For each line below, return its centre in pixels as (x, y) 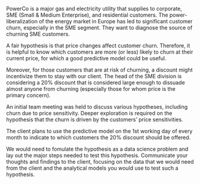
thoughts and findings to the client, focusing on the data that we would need (100, 162)
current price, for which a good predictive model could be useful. (86, 58)
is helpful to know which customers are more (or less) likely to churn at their (100, 52)
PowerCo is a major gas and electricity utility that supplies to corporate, (94, 9)
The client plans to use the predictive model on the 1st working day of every (99, 131)
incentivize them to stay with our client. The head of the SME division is (94, 76)
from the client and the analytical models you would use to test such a (92, 168)
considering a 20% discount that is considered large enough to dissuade (96, 82)
